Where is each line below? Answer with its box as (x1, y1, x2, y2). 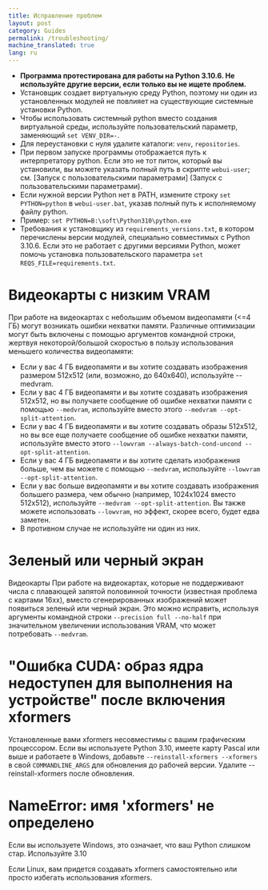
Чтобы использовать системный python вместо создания (19, 114, 218, 122)
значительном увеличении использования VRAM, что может (8, 620, 216, 630)
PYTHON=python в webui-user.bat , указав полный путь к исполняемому (19, 198, 257, 208)
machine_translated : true (8, 42, 94, 50)
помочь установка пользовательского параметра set (19, 250, 204, 259)
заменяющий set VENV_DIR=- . (19, 130, 120, 140)
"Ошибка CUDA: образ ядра (8, 657, 204, 676)
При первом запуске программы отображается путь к (19, 147, 207, 157)
